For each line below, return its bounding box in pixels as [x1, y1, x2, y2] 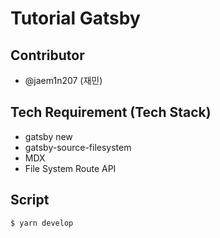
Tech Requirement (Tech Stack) [10, 104, 212, 121]
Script [10, 192, 50, 209]
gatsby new [24, 130, 73, 142]
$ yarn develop [10, 218, 74, 228]
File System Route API [24, 162, 117, 174]
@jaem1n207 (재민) [24, 75, 103, 86]
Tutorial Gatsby [10, 7, 141, 30]
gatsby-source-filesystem [24, 141, 132, 153]
